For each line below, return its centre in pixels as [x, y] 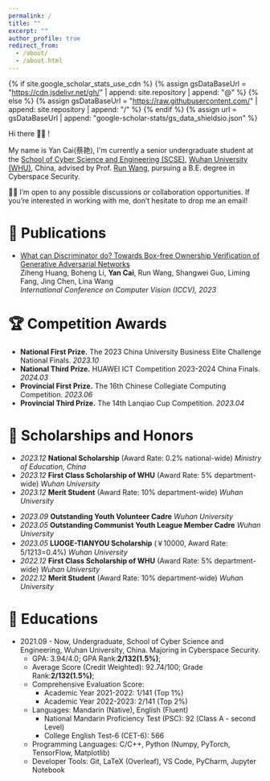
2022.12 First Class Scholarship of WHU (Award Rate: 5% [116, 560]
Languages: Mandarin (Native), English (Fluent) [110, 709]
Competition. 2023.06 [56, 394]
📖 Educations [53, 619]
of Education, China [53, 466]
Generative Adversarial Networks [75, 264]
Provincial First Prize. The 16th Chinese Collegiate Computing [123, 386]
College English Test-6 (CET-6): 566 [104, 735]
